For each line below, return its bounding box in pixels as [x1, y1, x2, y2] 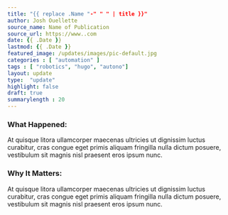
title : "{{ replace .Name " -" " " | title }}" [7, 10, 148, 18]
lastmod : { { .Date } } [7, 43, 72, 50]
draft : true [7, 89, 43, 97]
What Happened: [7, 119, 67, 129]
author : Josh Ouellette [7, 17, 78, 24]
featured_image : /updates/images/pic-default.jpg [7, 50, 158, 57]
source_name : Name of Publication [7, 23, 110, 31]
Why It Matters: [7, 168, 63, 178]
